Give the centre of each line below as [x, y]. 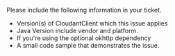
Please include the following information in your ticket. [84, 10]
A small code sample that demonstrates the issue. [88, 45]
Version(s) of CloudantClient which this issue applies [92, 23]
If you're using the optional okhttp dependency [84, 38]
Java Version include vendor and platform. [77, 31]
